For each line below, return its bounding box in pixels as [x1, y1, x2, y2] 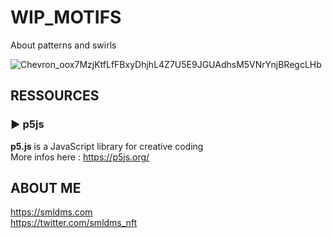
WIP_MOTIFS [10, 6, 122, 29]
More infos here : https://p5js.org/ [10, 151, 150, 163]
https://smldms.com [10, 206, 93, 218]
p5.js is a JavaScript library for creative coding [10, 140, 204, 152]
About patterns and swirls [10, 39, 117, 51]
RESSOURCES [10, 87, 100, 105]
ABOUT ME [10, 180, 82, 197]
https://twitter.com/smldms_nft [10, 217, 138, 229]
